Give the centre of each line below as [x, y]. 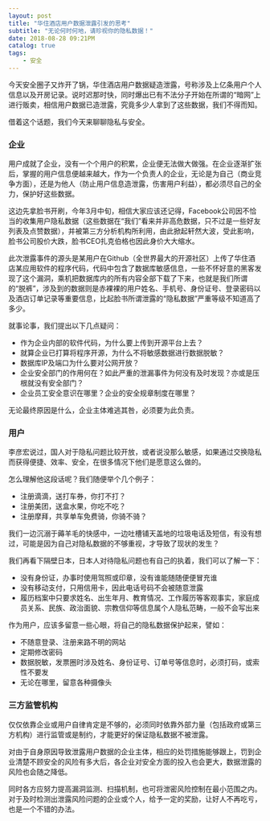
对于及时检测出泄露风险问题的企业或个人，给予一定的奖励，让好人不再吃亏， [135, 798]
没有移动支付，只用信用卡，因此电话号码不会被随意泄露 [111, 588]
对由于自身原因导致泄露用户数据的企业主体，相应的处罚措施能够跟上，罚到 [131, 751]
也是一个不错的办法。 [43, 809]
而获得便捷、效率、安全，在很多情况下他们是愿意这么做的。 [107, 462]
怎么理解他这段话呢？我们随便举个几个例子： [82, 479]
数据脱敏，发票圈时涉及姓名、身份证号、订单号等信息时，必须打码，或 [136, 662]
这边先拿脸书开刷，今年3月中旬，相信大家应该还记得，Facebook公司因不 [129, 211]
